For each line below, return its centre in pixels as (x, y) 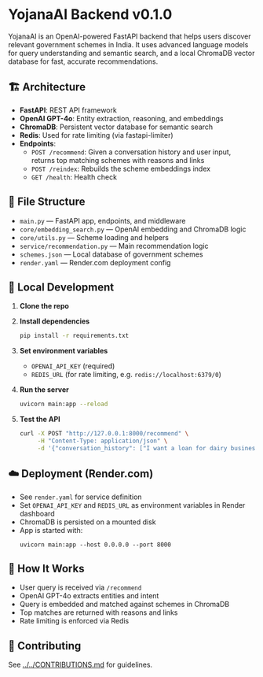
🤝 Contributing (45, 646)
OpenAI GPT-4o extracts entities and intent (89, 596)
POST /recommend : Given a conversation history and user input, (131, 152)
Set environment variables (64, 351)
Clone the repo (44, 306)
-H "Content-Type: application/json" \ (102, 441)
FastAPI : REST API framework (68, 110)
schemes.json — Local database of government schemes (111, 254)
